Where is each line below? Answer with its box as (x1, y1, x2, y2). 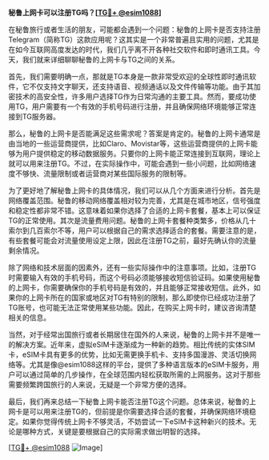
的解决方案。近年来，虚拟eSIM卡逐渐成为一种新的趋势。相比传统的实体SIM (8, 340, 255, 349)
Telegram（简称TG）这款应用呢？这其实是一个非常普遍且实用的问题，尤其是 (8, 35, 259, 44)
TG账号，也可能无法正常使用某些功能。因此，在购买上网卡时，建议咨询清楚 (8, 303, 257, 312)
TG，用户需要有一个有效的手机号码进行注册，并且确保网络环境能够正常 (14, 102, 250, 111)
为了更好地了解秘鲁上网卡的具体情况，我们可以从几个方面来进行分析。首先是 (8, 186, 261, 195)
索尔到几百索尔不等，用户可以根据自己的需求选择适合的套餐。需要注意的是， (8, 226, 261, 235)
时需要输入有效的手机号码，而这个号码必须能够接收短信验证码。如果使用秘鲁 (8, 273, 261, 282)
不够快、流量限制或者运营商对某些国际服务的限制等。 (14, 169, 191, 178)
